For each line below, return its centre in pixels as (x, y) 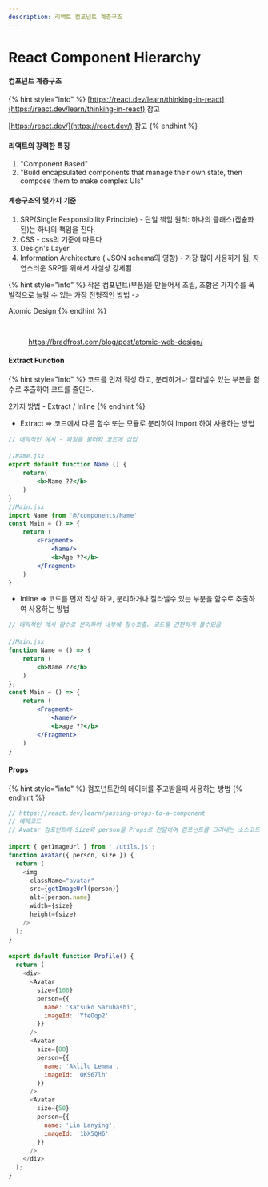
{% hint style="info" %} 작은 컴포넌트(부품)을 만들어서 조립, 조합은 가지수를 (127, 285)
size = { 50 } (53, 1109)
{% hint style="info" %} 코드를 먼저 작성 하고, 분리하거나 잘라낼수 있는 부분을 (130, 379)
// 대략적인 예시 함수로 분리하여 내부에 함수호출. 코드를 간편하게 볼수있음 (115, 625)
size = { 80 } (53, 1049)
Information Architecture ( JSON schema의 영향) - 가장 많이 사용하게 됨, (136, 258)
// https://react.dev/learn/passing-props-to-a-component (107, 813)
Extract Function (36, 361)
